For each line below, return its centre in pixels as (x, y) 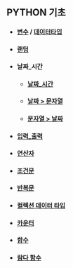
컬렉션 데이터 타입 (41, 205)
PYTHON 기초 (36, 13)
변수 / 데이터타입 (39, 32)
